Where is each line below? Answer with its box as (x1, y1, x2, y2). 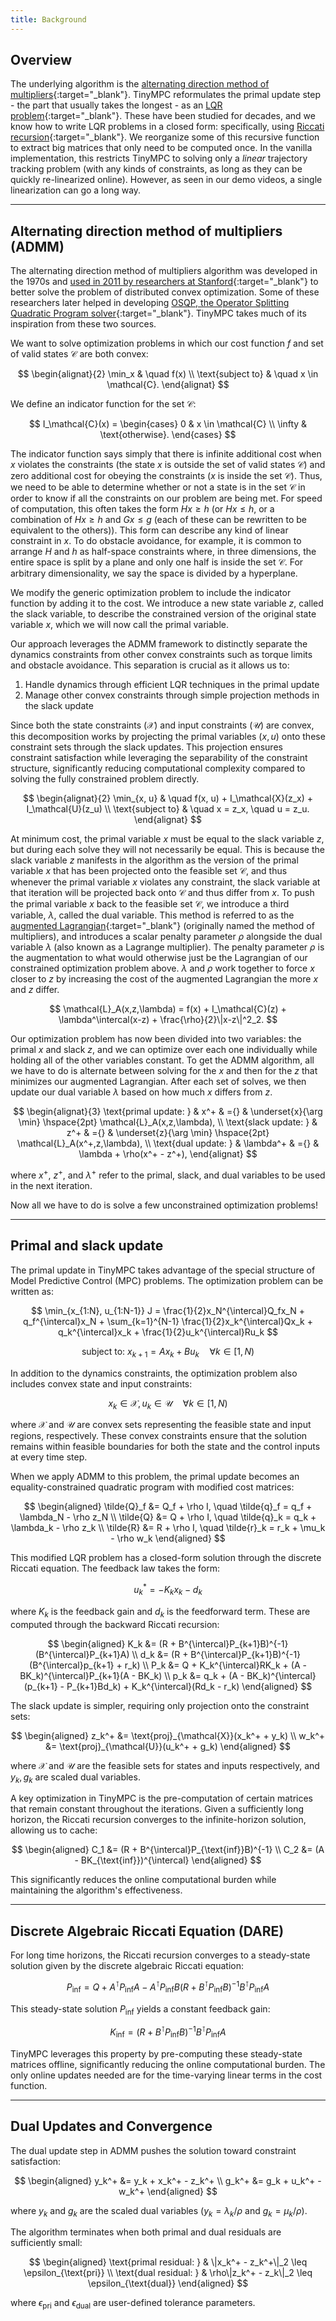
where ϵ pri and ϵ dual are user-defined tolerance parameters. (10, 2297, 256, 2311)
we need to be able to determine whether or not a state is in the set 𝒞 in (10, 481, 306, 493)
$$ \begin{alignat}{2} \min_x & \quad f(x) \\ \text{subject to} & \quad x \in (17, 368, 319, 380)
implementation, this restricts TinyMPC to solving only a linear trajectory (10, 152, 308, 165)
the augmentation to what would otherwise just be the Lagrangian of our (10, 952, 308, 964)
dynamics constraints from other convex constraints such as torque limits (10, 649, 313, 661)
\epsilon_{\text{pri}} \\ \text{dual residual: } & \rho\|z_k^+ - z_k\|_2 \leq (23, 2267, 313, 2279)
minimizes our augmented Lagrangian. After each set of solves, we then (10, 1076, 307, 1088)
